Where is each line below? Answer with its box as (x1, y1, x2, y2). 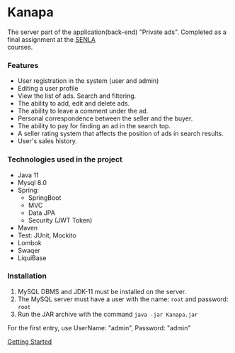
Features (7, 60, 39, 70)
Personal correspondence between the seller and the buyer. (17, 114, 193, 123)
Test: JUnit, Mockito (17, 231, 76, 240)
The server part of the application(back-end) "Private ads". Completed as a (7, 28, 227, 36)
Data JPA (28, 208, 55, 217)
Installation (7, 271, 47, 281)
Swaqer (17, 246, 41, 254)
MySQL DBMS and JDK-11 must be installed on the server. (17, 287, 187, 296)
